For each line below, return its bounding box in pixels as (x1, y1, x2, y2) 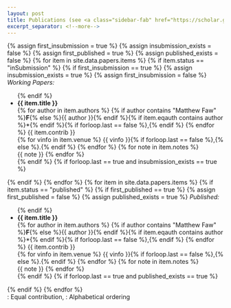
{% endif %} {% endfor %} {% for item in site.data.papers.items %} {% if (7, 178, 214, 187)
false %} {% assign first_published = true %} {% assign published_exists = (7, 49, 219, 57)
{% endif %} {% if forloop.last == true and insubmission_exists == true (16, 158, 218, 166)
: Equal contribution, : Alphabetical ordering (7, 293, 131, 301)
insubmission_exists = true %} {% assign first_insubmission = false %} (7, 71, 207, 79)
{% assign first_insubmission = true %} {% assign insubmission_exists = (7, 42, 212, 50)
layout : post (7, 10, 45, 17)
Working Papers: (7, 79, 55, 87)
